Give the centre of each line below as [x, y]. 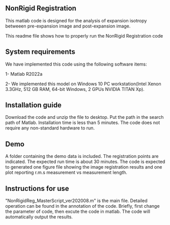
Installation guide [34, 105]
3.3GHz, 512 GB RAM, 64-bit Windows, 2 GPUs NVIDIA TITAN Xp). [75, 89]
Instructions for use [37, 188]
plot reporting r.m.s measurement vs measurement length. [66, 173]
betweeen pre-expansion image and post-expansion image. [68, 26]
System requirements [40, 52]
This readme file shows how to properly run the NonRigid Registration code [84, 36]
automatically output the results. [39, 217]
